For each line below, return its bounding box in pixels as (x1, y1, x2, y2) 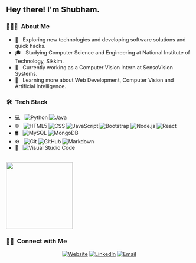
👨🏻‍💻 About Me (6, 23, 50, 31)
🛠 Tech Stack (6, 98, 48, 106)
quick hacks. (14, 42, 46, 49)
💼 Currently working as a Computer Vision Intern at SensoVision (14, 63, 173, 70)
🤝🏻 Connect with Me (6, 237, 67, 245)
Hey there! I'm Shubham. (6, 5, 100, 15)
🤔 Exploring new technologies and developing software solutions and (14, 36, 186, 43)
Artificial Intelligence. (14, 82, 67, 89)
